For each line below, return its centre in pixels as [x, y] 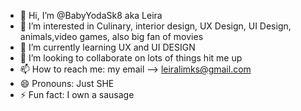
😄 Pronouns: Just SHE [67, 83]
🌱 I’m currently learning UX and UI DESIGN [107, 47]
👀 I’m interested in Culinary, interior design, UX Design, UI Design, [155, 26]
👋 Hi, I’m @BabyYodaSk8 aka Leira [91, 15]
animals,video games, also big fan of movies [111, 36]
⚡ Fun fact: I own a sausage [77, 94]
